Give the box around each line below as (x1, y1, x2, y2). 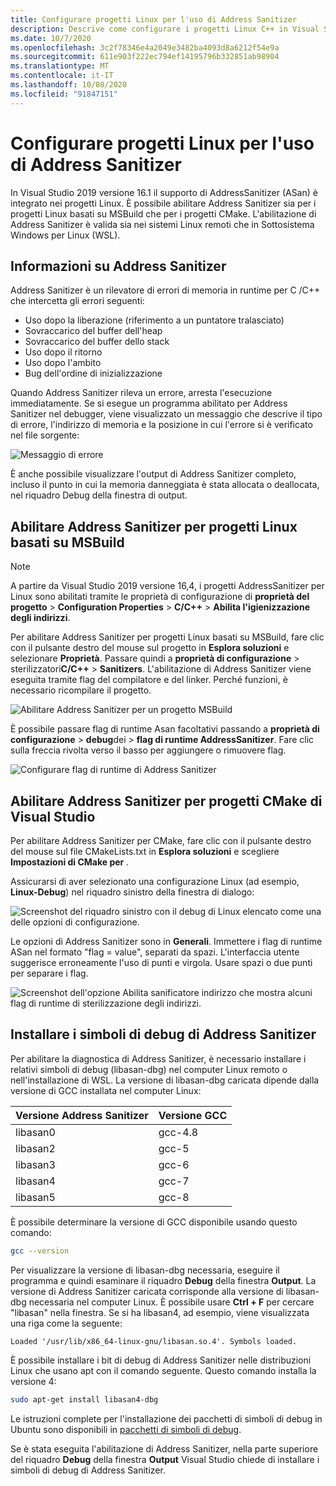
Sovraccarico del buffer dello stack (24, 336, 170, 348)
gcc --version (10, 1246, 70, 1256)
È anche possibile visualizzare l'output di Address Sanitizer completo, (10, 468, 297, 480)
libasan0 (15, 1125, 56, 1139)
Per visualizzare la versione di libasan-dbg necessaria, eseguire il (10, 1264, 280, 1276)
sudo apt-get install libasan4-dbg (10, 1394, 159, 1405)
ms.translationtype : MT (10, 61, 110, 71)
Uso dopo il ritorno (24, 346, 103, 358)
